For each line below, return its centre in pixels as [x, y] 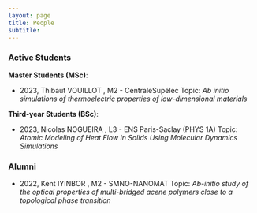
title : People [32, 23]
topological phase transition [65, 200]
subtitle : [24, 30]
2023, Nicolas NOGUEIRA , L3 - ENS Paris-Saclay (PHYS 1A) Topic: [128, 129]
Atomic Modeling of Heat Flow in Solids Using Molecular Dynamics [128, 137]
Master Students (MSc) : [48, 75]
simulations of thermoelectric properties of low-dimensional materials [133, 99]
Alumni [22, 166]
